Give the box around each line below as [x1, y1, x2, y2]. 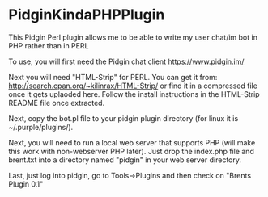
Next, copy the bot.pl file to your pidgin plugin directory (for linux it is [8, 113, 239, 123]
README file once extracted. [8, 98, 105, 107]
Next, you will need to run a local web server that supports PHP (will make [8, 137, 256, 147]
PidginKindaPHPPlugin [8, 6, 165, 24]
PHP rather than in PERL [8, 40, 89, 50]
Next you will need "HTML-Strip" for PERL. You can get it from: [8, 72, 218, 82]
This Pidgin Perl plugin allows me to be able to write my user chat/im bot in [8, 32, 257, 42]
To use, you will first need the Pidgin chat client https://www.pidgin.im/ [8, 57, 245, 66]
